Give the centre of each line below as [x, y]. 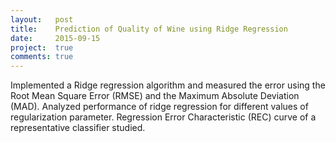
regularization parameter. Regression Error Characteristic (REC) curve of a [163, 117]
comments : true [42, 57]
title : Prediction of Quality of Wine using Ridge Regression [149, 29]
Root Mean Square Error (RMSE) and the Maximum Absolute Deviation [155, 96]
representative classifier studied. [78, 128]
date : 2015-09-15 [55, 38]
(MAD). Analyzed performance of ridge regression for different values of [159, 107]
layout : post [42, 19]
